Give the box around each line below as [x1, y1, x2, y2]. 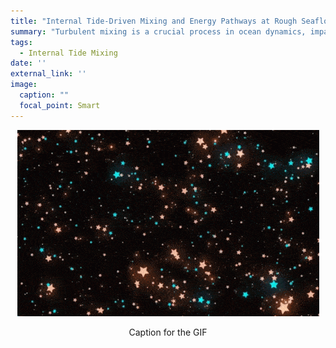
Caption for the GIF [128, 326, 208, 338]
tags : [10, 37, 33, 47]
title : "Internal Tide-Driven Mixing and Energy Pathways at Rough [10, 16, 298, 26]
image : [10, 80, 38, 90]
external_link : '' [10, 69, 87, 79]
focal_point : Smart [19, 100, 101, 110]
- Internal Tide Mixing [19, 48, 118, 58]
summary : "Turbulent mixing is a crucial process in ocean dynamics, [10, 26, 307, 37]
